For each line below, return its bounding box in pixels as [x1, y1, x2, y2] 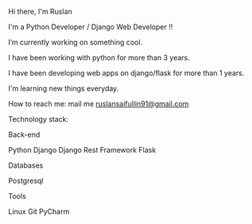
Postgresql [8, 176, 44, 185]
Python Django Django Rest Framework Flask [8, 145, 157, 154]
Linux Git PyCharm [8, 207, 70, 216]
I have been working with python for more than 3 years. [8, 53, 190, 62]
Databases [8, 160, 44, 170]
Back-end [8, 130, 41, 139]
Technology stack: [8, 114, 69, 124]
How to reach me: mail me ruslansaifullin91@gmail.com [8, 99, 189, 108]
